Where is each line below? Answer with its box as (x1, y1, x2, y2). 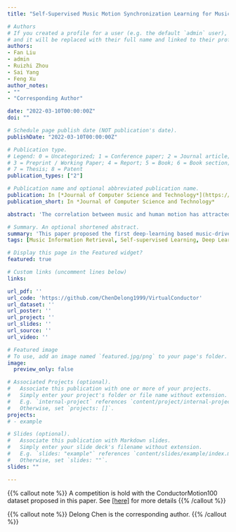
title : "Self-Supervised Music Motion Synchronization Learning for (7, 10, 212, 18)
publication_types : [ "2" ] (7, 172, 83, 179)
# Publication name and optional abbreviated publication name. (7, 185, 199, 192)
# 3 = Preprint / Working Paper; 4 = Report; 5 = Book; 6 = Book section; (7, 159, 231, 166)
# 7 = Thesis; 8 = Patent (7, 166, 83, 173)
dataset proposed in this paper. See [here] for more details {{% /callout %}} (7, 496, 226, 505)
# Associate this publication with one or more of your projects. (7, 385, 212, 393)
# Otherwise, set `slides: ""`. (7, 457, 109, 464)
